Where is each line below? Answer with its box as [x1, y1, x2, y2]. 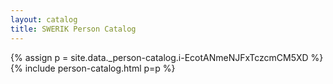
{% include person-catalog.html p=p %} [10, 62, 176, 74]
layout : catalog [10, 14, 78, 25]
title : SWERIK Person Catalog [10, 24, 137, 34]
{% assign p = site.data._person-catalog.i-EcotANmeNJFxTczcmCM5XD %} [10, 51, 324, 63]
